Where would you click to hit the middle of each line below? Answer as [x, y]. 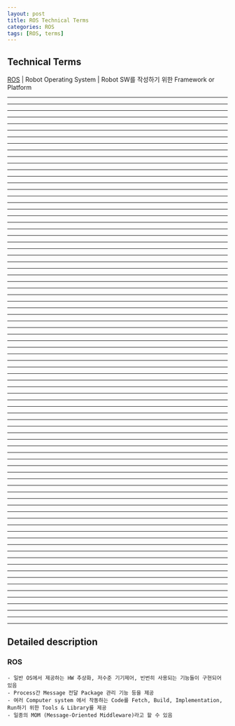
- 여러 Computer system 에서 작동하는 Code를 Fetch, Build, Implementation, [115, 700]
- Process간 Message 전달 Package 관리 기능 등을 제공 [81, 693]
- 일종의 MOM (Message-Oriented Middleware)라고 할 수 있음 [90, 715]
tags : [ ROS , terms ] [36, 33]
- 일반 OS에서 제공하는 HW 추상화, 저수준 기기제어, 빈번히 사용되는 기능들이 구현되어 [114, 678]
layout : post [26, 14]
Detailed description [52, 642]
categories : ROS [31, 27]
